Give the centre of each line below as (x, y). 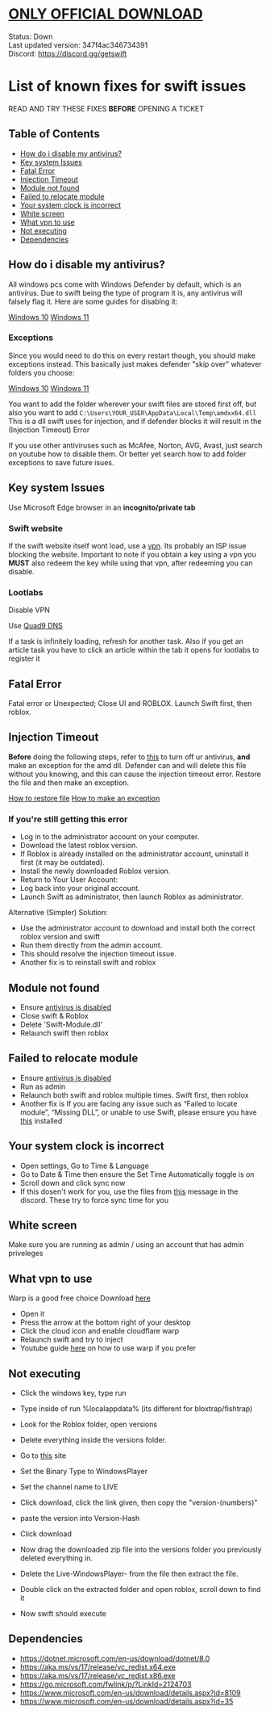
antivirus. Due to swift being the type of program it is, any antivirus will (125, 292)
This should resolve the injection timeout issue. (98, 954)
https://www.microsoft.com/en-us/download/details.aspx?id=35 (127, 1701)
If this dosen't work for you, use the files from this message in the (129, 1191)
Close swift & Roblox (54, 1015)
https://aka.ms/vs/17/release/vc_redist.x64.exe (98, 1667)
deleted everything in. (56, 1558)
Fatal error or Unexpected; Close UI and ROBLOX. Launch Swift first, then (130, 704)
